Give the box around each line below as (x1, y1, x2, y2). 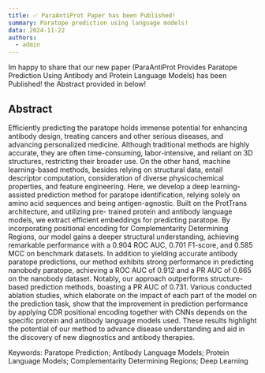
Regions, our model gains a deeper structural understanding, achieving (8, 232, 239, 241)
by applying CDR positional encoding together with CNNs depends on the (8, 307, 248, 316)
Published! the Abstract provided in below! (8, 80, 147, 89)
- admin (15, 41, 41, 49)
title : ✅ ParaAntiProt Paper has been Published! (8, 11, 176, 20)
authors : (8, 33, 37, 42)
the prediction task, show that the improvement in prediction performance (8, 299, 248, 308)
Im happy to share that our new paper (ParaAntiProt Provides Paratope (8, 62, 238, 72)
